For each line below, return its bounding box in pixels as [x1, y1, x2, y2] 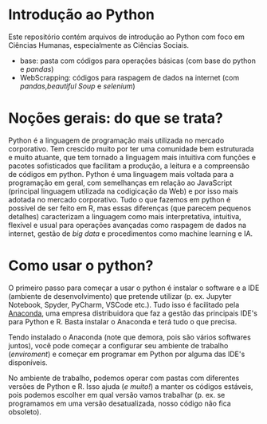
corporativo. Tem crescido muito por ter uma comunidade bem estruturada [8, 143, 254, 153]
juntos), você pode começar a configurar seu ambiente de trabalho [8, 340, 229, 350]
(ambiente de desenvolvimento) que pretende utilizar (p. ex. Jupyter [8, 291, 233, 300]
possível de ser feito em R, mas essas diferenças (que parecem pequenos [8, 203, 252, 213]
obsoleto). [8, 406, 42, 416]
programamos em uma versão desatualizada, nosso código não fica [8, 398, 231, 408]
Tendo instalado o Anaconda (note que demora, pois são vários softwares [8, 332, 251, 342]
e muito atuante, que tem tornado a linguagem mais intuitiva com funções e [8, 152, 257, 162]
